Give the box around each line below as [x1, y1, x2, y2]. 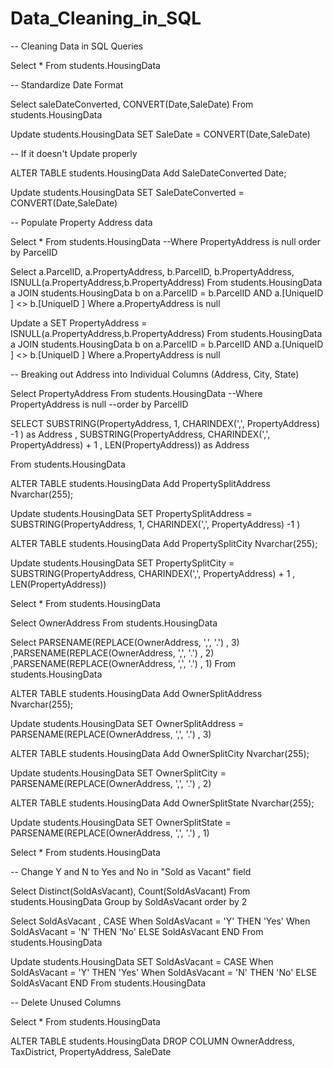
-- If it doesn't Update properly [10, 147, 138, 159]
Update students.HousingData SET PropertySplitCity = [10, 557, 235, 569]
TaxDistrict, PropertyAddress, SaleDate [10, 1045, 172, 1057]
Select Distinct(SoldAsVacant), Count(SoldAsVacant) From [10, 885, 251, 897]
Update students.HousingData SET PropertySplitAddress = [10, 507, 253, 519]
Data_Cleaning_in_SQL [10, 7, 202, 30]
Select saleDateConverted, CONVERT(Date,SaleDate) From [10, 98, 254, 110]
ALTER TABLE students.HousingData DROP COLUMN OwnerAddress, [10, 1035, 296, 1047]
